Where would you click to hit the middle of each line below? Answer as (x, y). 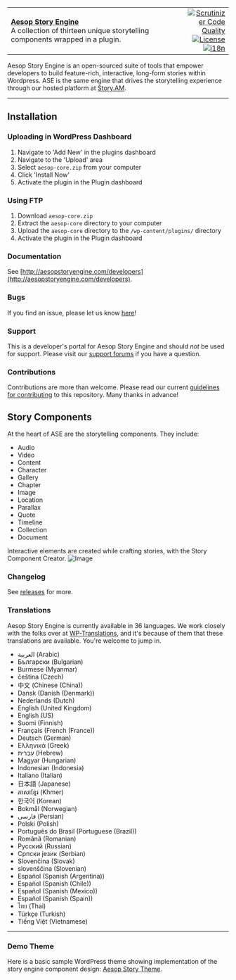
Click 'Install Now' (44, 175)
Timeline (30, 522)
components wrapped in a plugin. (66, 39)
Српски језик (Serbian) (51, 853)
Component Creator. (37, 558)
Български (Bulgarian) (50, 662)
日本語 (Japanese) (44, 784)
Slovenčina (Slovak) (46, 861)
